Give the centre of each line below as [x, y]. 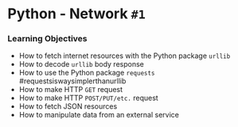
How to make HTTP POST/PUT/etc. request [88, 98]
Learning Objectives [48, 39]
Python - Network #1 [76, 14]
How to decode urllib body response [81, 64]
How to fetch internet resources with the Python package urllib [125, 56]
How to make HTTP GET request [71, 90]
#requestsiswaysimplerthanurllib [72, 81]
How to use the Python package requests [87, 73]
